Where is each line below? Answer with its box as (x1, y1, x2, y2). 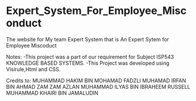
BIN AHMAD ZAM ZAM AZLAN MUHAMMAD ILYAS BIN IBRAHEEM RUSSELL (6, 83, 191, 90)
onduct (6, 16, 42, 30)
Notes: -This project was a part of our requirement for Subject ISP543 (6, 53, 174, 60)
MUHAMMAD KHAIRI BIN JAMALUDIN (6, 89, 98, 96)
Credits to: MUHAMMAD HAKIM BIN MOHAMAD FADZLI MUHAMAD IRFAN (6, 77, 186, 84)
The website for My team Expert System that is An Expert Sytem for (6, 36, 170, 43)
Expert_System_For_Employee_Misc (6, 4, 187, 18)
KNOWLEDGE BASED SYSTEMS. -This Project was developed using (6, 60, 170, 67)
